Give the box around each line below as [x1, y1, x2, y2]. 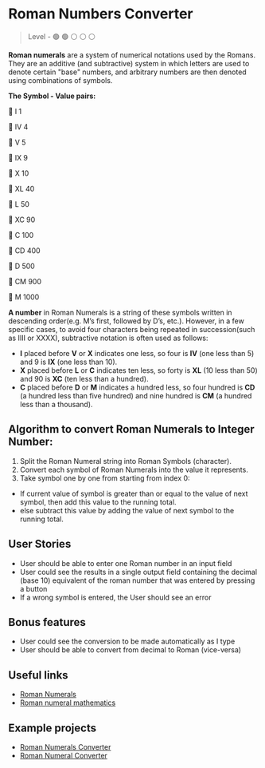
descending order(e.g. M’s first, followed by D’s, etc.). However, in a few [8, 316, 244, 326]
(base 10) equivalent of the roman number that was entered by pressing [19, 576, 255, 585]
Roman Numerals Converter [19, 742, 111, 751]
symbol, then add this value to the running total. [19, 497, 177, 507]
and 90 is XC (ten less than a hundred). [19, 374, 149, 383]
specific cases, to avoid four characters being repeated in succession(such [8, 324, 255, 334]
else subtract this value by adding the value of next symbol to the [19, 505, 235, 515]
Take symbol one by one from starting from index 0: [19, 473, 190, 483]
